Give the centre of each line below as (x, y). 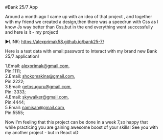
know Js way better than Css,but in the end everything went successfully (79, 27)
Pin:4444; (15, 102)
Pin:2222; (15, 81)
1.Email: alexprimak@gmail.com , (37, 66)
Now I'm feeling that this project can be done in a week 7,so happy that (77, 122)
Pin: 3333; (15, 92)
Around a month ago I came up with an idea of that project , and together (79, 16)
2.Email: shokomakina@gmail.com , (40, 76)
